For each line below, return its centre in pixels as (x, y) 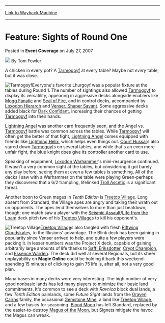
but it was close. (22, 75)
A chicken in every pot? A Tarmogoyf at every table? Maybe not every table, (82, 70)
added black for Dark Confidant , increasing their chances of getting (73, 111)
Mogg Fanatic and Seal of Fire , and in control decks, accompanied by (75, 101)
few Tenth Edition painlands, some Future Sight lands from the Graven (76, 294)
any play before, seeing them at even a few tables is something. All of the (79, 172)
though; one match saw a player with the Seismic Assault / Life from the (77, 213)
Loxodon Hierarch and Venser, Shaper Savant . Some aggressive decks (77, 106)
